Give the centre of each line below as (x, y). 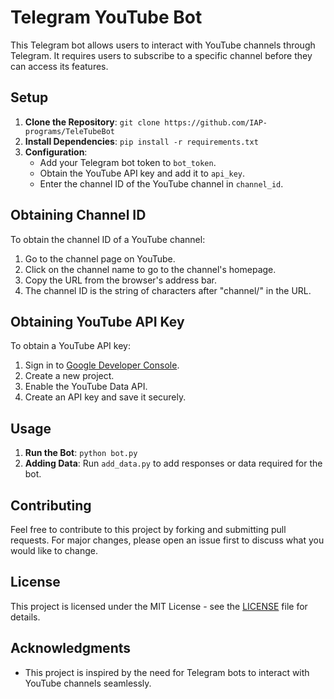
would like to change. (54, 550)
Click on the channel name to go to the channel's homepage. (150, 269)
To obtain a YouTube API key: (70, 346)
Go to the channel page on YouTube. (100, 258)
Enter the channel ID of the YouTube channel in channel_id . (161, 183)
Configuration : (56, 152)
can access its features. (59, 66)
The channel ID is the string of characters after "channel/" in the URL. (168, 290)
